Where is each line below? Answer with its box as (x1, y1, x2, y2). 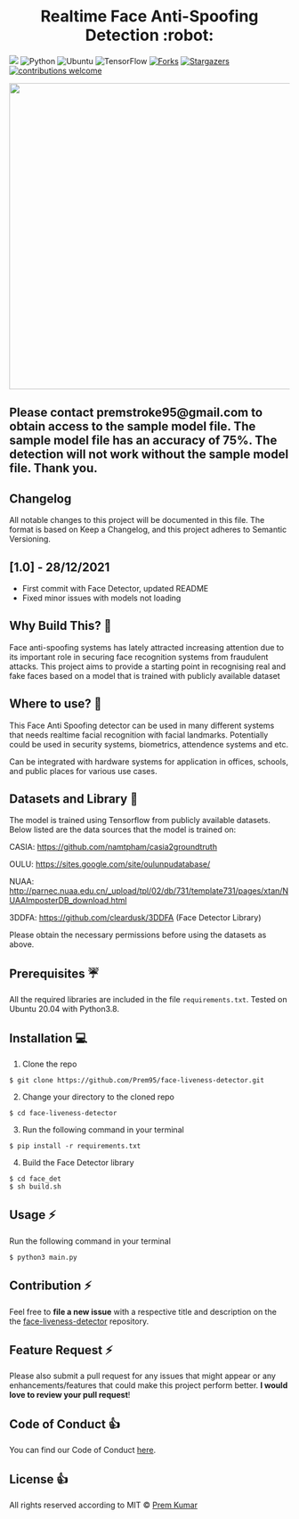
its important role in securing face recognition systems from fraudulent (9, 651, 269, 662)
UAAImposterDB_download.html (9, 895, 127, 906)
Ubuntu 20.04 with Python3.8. (9, 1004, 120, 1015)
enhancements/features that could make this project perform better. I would (9, 1380, 288, 1391)
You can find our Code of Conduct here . (9, 1445, 157, 1456)
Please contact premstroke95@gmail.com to (9, 405, 263, 421)
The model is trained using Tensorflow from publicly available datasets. (9, 815, 271, 826)
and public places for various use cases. (9, 765, 158, 776)
